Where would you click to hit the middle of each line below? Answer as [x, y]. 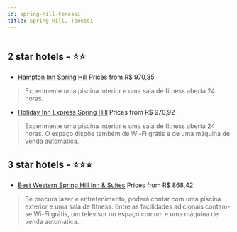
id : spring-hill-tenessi [44, 14]
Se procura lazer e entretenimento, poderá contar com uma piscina [123, 199]
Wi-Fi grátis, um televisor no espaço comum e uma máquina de [126, 214]
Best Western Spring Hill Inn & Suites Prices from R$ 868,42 [105, 185]
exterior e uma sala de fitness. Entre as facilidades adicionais [114, 206]
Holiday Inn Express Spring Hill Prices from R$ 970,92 [96, 112]
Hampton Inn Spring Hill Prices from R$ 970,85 [86, 77]
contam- [217, 206]
